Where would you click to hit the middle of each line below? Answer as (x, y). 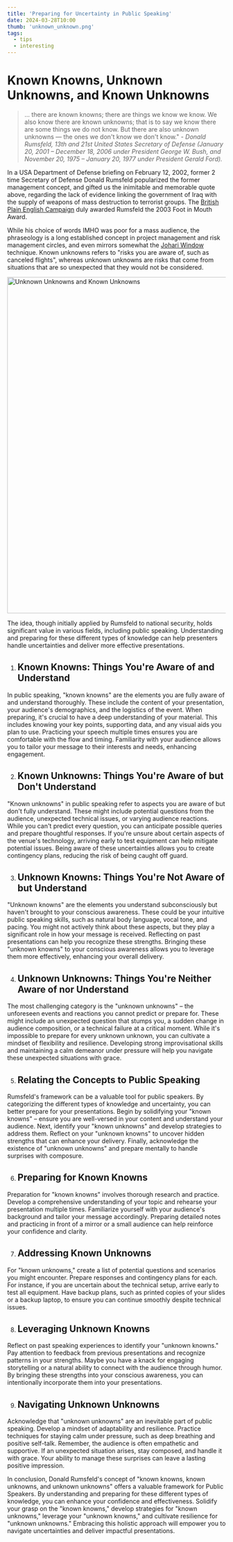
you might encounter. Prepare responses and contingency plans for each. (112, 1277)
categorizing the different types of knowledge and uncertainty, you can (109, 1104)
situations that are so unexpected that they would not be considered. (105, 267)
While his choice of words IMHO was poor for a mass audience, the (103, 230)
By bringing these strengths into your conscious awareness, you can (105, 1375)
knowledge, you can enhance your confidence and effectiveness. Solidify (112, 1502)
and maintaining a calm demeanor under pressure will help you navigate (110, 1051)
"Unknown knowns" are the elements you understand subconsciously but (112, 905)
